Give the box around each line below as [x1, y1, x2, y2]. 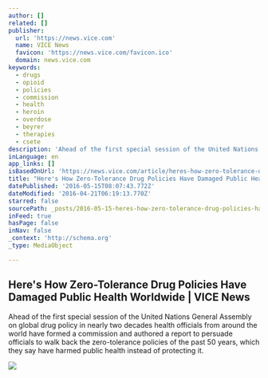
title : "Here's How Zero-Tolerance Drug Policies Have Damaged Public [8, 175, 248, 183]
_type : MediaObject [8, 242, 73, 250]
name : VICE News [15, 41, 69, 49]
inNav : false [8, 226, 52, 235]
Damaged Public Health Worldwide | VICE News [8, 290, 250, 304]
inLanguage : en [8, 152, 59, 160]
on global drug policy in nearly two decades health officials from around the [8, 320, 258, 329]
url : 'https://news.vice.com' [15, 33, 116, 42]
